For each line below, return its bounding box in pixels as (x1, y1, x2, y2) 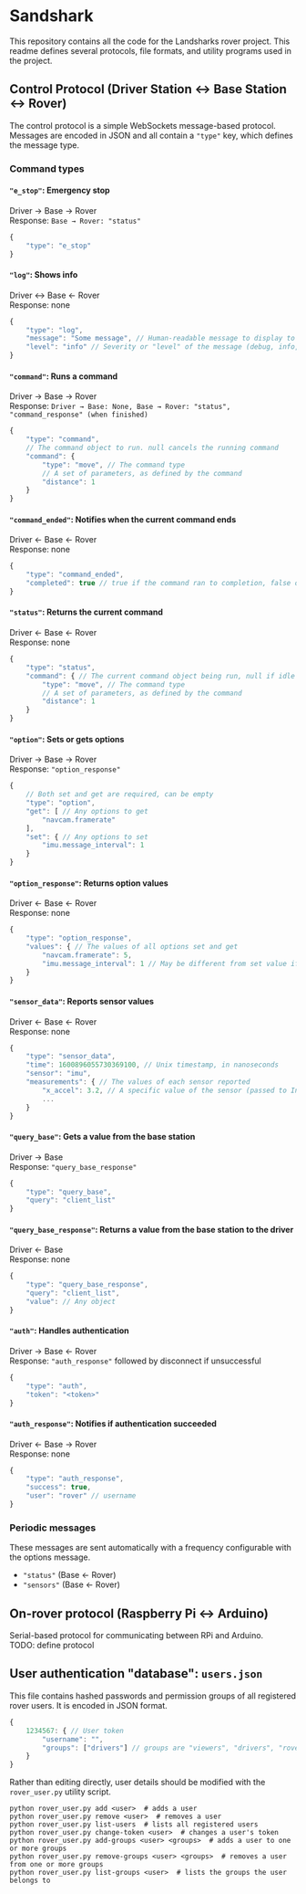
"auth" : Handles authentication (9, 1325, 129, 1336)
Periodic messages (9, 1521, 97, 1534)
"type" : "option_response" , (25, 933, 132, 943)
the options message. (9, 1552, 91, 1563)
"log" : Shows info (9, 269, 78, 280)
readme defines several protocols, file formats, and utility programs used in (9, 45, 291, 56)
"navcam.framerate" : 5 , (42, 951, 132, 960)
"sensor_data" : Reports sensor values (9, 995, 155, 1006)
